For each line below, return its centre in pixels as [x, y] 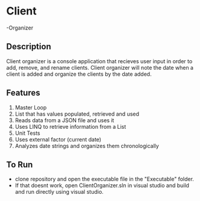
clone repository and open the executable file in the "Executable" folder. [105, 179]
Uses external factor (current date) [58, 139]
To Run [20, 165]
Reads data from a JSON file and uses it [64, 120]
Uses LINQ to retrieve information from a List [70, 126]
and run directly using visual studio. [59, 192]
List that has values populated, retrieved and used [77, 114]
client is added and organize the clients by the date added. [79, 74]
